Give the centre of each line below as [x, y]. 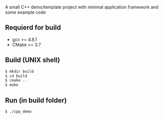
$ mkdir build [20, 71]
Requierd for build [33, 28]
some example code [25, 12]
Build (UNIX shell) [33, 60]
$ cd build [16, 76]
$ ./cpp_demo [18, 111]
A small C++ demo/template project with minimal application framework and [82, 7]
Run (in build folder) [36, 100]
